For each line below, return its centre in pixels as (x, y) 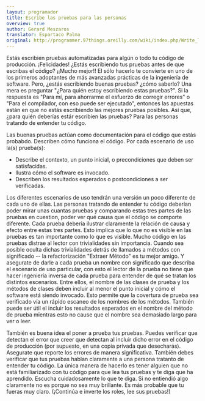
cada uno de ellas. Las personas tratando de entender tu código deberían (99, 204)
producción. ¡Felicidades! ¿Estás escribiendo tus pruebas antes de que (95, 64)
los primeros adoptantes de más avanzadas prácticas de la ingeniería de (98, 77)
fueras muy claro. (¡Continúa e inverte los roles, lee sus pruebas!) (88, 392)
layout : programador (33, 12)
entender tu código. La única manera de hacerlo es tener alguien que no (97, 365)
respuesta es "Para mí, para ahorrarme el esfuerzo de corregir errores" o (98, 97)
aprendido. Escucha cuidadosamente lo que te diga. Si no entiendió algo (97, 378)
